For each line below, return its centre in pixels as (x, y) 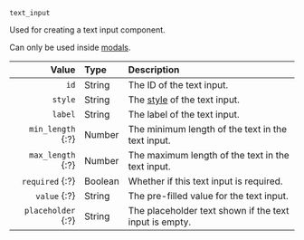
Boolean (102, 181)
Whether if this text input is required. (205, 181)
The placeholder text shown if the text (209, 211)
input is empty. (160, 222)
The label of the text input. (184, 115)
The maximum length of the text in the (209, 155)
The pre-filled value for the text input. (208, 196)
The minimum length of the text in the (208, 129)
